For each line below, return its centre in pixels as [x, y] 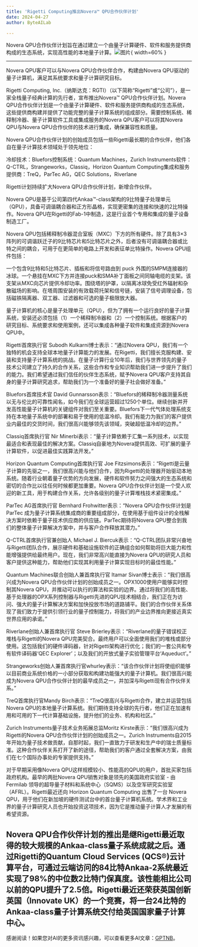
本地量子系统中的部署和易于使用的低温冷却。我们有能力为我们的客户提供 [104, 416]
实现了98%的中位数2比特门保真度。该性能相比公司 [99, 878]
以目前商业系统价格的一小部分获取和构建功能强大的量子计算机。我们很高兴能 [99, 673]
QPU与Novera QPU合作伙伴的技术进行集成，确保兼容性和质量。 [83, 127]
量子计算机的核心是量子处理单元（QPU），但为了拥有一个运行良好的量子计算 [98, 310]
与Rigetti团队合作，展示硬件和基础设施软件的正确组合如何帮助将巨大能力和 [96, 548]
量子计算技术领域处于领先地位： [55, 147]
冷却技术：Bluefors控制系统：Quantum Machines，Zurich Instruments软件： [99, 160]
